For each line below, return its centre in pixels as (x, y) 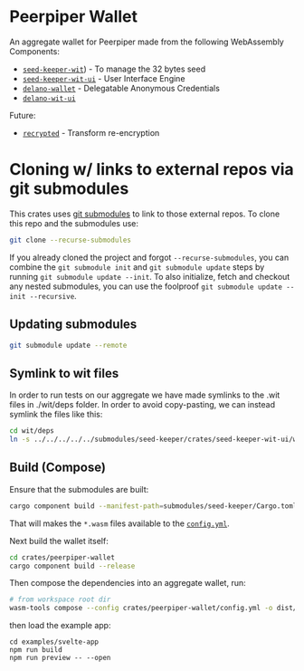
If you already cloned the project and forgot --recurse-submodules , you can (149, 257)
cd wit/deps (32, 431)
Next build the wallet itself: (59, 541)
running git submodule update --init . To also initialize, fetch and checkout (150, 276)
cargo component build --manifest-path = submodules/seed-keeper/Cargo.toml (153, 506)
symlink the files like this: (56, 415)
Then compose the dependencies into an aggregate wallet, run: (128, 583)
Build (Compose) (58, 468)
